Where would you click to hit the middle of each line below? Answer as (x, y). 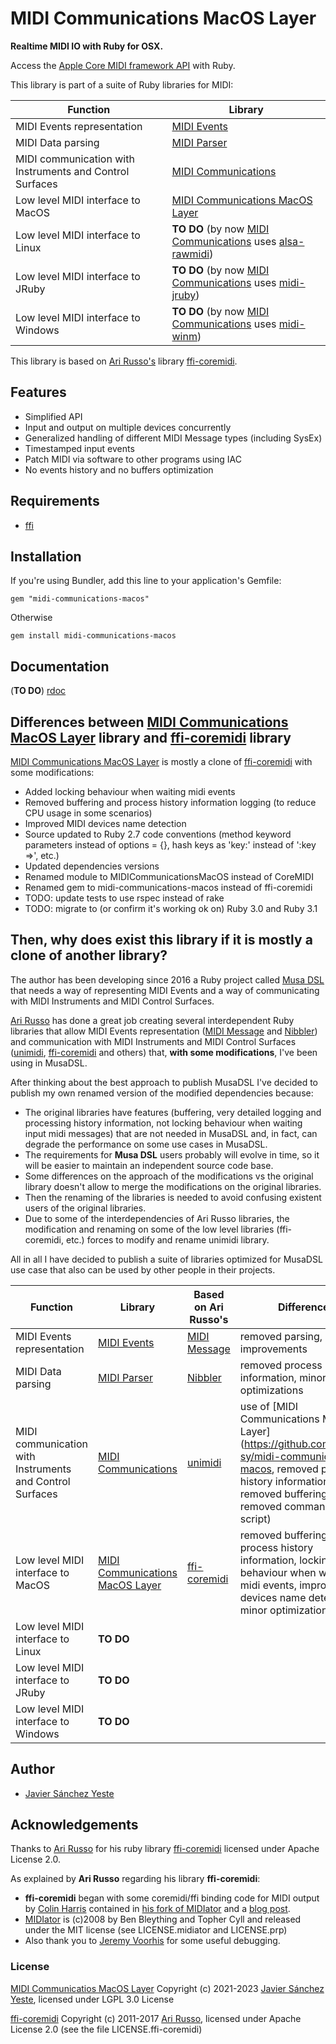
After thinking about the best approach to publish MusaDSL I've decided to (164, 1082)
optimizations (271, 1390)
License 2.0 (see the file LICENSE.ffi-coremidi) (106, 2029)
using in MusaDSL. (49, 1063)
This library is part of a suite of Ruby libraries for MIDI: (122, 84)
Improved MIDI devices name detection (105, 823)
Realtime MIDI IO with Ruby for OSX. (87, 46)
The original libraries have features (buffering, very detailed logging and (173, 1112)
